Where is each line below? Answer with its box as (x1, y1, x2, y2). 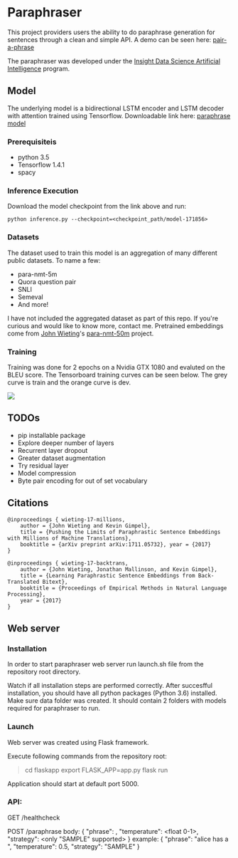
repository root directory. (7, 667, 81, 676)
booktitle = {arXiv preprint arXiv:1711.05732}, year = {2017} (20, 540, 212, 548)
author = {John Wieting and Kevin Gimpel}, (20, 522, 151, 529)
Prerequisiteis (7, 137, 57, 147)
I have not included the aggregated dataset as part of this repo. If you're (7, 314, 219, 323)
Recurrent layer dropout (17, 446, 88, 454)
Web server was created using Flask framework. (7, 738, 149, 746)
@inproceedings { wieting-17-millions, (7, 516, 126, 523)
